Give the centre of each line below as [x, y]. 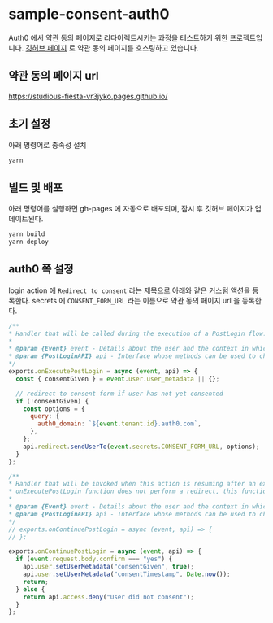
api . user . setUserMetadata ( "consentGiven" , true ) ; [109, 567]
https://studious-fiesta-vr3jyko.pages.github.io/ [88, 96]
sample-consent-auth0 [89, 14]
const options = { [54, 409]
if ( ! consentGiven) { [52, 401]
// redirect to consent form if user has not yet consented [119, 394]
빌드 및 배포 [36, 187]
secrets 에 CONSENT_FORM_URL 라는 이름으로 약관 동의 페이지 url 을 [136, 300]
